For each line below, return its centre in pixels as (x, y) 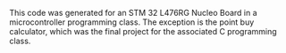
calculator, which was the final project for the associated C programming (143, 31)
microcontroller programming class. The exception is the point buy (132, 22)
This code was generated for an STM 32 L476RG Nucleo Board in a (133, 13)
